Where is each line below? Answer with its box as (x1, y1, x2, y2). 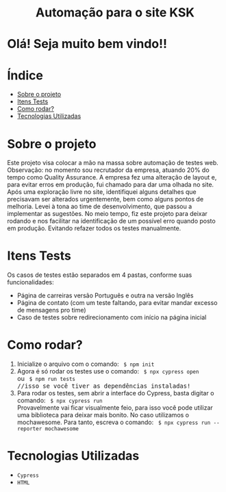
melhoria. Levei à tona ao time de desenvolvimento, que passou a (7, 202, 192, 210)
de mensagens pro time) (16, 306, 87, 315)
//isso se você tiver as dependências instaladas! (16, 382, 191, 390)
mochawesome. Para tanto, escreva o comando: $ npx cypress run (16, 418, 211, 426)
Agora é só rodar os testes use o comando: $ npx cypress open (16, 367, 199, 376)
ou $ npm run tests (16, 375, 75, 383)
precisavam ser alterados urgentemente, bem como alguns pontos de (7, 195, 204, 204)
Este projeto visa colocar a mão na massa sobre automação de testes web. (7, 159, 219, 167)
